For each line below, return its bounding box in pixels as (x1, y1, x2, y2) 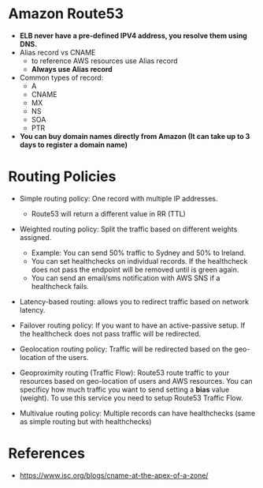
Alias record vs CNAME (19, 47, 96, 57)
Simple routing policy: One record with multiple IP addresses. (19, 193, 218, 203)
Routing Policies (8, 167, 117, 186)
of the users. (47, 352, 89, 362)
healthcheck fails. (31, 281, 89, 291)
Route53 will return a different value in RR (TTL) (31, 208, 187, 218)
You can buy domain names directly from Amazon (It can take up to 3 (19, 131, 250, 141)
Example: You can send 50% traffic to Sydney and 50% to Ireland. (31, 248, 246, 257)
